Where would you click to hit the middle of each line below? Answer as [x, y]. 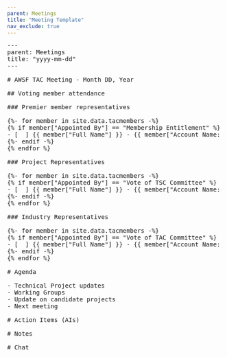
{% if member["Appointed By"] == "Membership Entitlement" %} [114, 128]
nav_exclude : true [33, 26]
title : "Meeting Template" [46, 20]
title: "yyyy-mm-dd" [42, 59]
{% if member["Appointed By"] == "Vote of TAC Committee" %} [112, 238]
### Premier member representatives [69, 107]
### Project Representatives [56, 162]
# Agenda [22, 272]
